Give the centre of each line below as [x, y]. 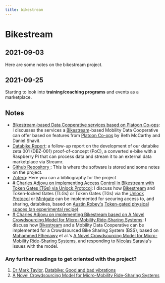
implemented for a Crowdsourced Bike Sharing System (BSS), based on [85, 230]
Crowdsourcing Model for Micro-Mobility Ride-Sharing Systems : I [79, 220]
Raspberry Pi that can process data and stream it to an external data [82, 156]
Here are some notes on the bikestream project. [54, 65]
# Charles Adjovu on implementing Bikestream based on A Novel [78, 214]
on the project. [27, 172]
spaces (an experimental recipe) [45, 210]
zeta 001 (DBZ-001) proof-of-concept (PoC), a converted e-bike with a [84, 151]
